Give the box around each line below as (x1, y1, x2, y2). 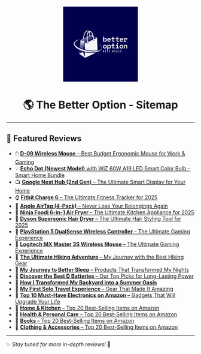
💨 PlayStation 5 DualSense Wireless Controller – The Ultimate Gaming (14, 227, 190, 235)
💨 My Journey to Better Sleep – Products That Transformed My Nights (14, 266, 190, 273)
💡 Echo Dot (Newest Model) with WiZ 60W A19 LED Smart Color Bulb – (14, 164, 191, 172)
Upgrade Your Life (14, 298, 60, 305)
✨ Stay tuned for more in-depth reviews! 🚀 (6, 340, 111, 348)
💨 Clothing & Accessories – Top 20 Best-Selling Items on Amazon (14, 323, 178, 331)
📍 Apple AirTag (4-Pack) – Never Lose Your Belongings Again (14, 202, 168, 209)
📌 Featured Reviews (6, 133, 82, 144)
